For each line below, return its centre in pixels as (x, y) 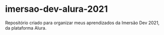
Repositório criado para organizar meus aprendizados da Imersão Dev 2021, (82, 23)
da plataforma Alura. (26, 28)
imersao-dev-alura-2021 (57, 9)
